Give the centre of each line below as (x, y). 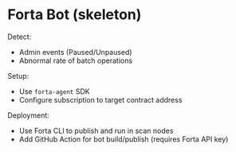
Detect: (20, 37)
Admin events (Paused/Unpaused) (75, 52)
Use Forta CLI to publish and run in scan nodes (96, 131)
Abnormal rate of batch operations (76, 60)
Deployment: (28, 115)
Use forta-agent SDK (54, 91)
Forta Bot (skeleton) (75, 15)
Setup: (18, 76)
